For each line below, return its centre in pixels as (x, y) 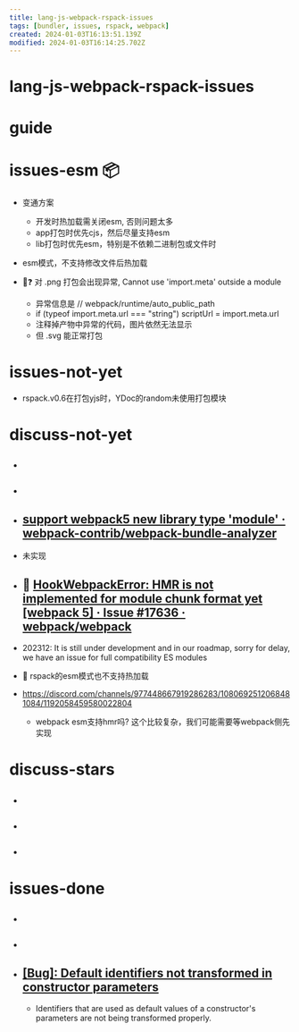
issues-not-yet (66, 372)
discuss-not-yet (71, 434)
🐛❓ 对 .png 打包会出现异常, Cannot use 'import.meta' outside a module (152, 282)
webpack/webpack (77, 626)
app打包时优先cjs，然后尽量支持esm (103, 233)
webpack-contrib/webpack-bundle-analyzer (149, 533)
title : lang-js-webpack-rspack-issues (81, 17)
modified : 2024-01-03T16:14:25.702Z (77, 42)
